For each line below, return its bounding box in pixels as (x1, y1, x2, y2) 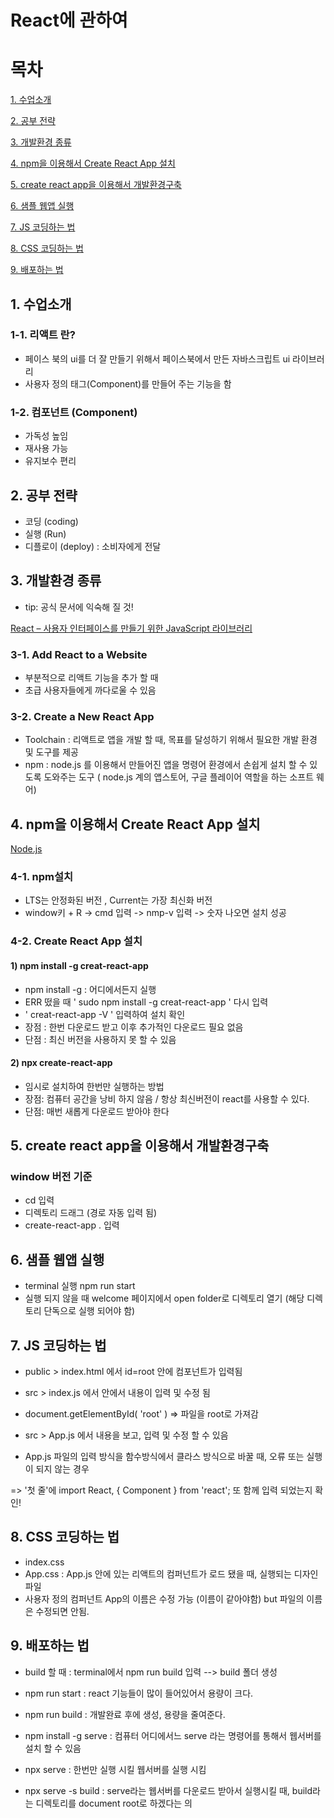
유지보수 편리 (24, 455, 77, 467)
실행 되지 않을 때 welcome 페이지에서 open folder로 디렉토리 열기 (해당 (24, 1292, 305, 1305)
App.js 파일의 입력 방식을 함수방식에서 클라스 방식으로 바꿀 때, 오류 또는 (24, 1451, 305, 1463)
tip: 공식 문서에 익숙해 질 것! (24, 601, 134, 613)
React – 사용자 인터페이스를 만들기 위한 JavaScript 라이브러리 (10, 622, 253, 634)
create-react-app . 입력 (24, 1219, 120, 1231)
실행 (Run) (24, 527, 67, 540)
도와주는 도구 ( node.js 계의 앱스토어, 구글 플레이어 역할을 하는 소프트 (43, 771, 315, 783)
